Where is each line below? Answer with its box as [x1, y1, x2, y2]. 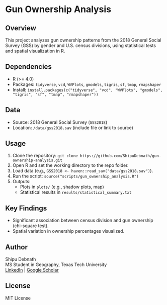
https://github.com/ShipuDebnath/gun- [79, 153, 161, 159]
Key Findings [5, 204, 47, 212]
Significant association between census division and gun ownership [12, 217, 153, 224]
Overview [5, 24, 37, 32]
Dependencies [5, 62, 52, 71]
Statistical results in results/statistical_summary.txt [20, 189, 132, 195]
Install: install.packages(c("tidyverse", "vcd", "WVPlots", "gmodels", [12, 86, 163, 93]
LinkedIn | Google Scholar [5, 267, 59, 273]
